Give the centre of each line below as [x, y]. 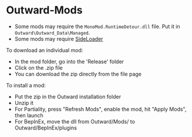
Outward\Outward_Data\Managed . [52, 32]
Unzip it [24, 102]
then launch [29, 115]
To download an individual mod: [45, 50]
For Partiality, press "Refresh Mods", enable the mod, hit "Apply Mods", [100, 109]
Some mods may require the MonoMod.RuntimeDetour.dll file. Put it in [97, 26]
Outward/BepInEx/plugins [46, 128]
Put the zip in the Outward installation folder [68, 97]
